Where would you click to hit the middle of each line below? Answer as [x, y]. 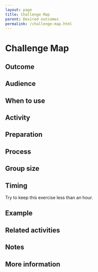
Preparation [24, 135]
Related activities [33, 230]
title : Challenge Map [28, 14]
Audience [21, 84]
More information [33, 264]
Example [19, 213]
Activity [18, 118]
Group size [22, 168]
